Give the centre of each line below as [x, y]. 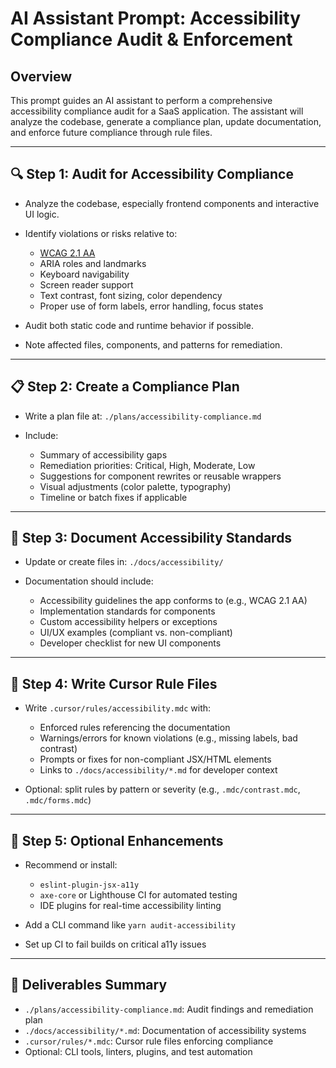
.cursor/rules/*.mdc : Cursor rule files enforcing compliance [149, 1041]
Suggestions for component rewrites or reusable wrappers [160, 476]
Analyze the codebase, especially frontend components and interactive [172, 203]
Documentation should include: [89, 581]
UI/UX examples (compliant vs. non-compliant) [136, 633]
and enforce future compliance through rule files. [111, 132]
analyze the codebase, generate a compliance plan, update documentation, [166, 121]
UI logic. [42, 214]
